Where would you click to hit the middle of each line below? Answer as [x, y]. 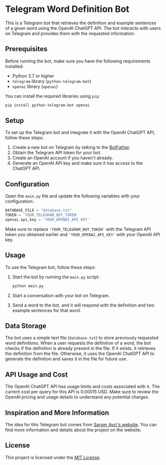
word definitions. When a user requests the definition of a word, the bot [78, 343]
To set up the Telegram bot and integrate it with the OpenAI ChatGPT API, [80, 133]
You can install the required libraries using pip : [53, 96]
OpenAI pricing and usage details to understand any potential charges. [77, 397]
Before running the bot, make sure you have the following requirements [78, 61]
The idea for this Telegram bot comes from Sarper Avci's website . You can [81, 425]
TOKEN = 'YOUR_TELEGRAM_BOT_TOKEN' [42, 215]
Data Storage [26, 326]
